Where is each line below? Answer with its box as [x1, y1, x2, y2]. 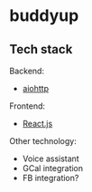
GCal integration [22, 163, 84, 173]
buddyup [9, 5, 79, 26]
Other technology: [9, 136, 77, 146]
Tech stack [9, 42, 73, 57]
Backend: [9, 65, 45, 76]
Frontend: [9, 101, 46, 111]
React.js [22, 119, 53, 129]
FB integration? [22, 173, 79, 183]
